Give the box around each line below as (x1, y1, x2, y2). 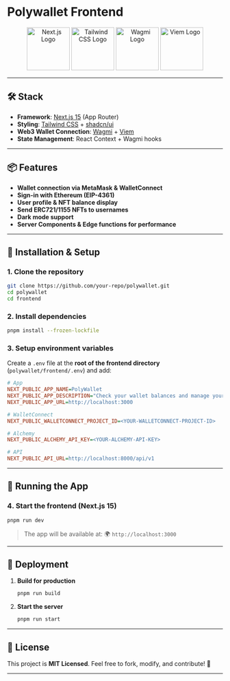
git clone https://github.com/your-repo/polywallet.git (7, 282, 170, 289)
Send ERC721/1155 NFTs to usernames (16, 205, 129, 214)
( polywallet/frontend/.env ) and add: (7, 366, 112, 375)
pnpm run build (16, 590, 61, 597)
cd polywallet (7, 289, 48, 296)
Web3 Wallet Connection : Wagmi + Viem (16, 127, 135, 135)
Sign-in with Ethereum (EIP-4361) (16, 190, 115, 199)
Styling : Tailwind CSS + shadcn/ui (16, 120, 114, 128)
